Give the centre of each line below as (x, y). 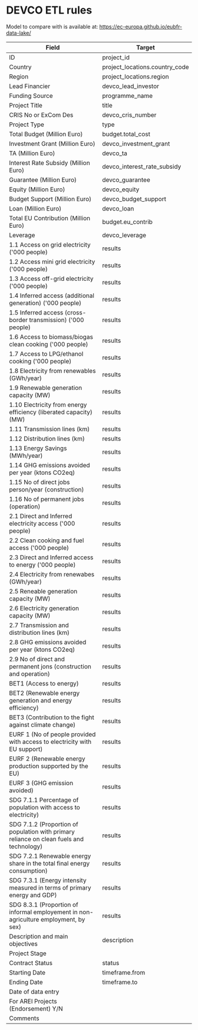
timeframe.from (124, 972)
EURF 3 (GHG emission (41, 783)
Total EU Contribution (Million (49, 218)
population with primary (42, 831)
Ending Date (26, 982)
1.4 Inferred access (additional (52, 296)
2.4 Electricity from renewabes (52, 574)
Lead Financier (30, 86)
